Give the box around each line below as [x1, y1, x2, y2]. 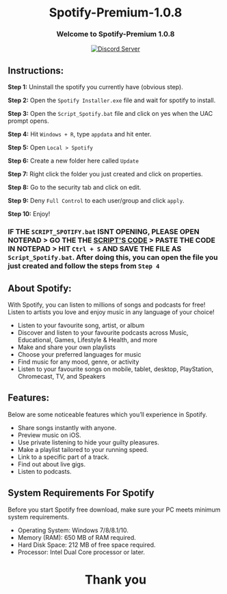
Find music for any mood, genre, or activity [17, 358, 139, 366]
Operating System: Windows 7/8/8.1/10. [17, 526, 129, 534]
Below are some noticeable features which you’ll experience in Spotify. [8, 410, 208, 418]
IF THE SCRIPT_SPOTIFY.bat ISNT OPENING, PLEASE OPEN [8, 227, 200, 237]
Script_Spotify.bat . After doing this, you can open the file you [8, 252, 218, 262]
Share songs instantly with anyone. [17, 423, 117, 431]
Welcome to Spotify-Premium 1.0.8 [56, 29, 175, 39]
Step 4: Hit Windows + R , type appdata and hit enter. [8, 130, 152, 139]
